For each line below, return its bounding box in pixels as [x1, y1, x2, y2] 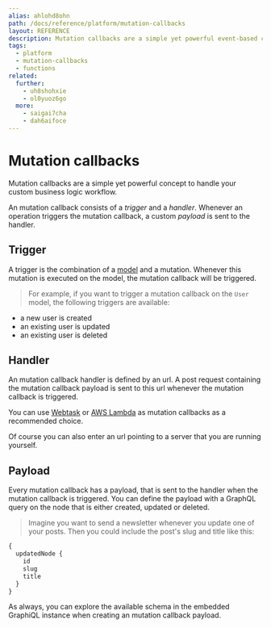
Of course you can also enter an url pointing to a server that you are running [8, 432, 261, 442]
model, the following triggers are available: [27, 297, 170, 307]
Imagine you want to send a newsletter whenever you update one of [27, 518, 255, 528]
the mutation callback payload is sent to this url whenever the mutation [8, 383, 244, 393]
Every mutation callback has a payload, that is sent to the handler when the [8, 485, 258, 495]
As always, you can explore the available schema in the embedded [8, 602, 230, 612]
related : [8, 72, 38, 80]
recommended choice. [8, 417, 84, 426]
